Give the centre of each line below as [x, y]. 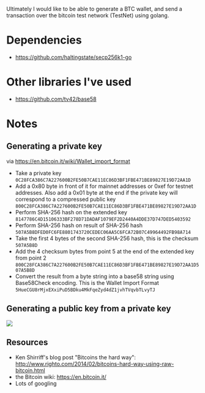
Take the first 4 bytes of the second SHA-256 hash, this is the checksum [107, 238]
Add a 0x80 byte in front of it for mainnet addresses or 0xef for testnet [104, 186]
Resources [27, 342]
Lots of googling [36, 383]
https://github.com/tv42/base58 [56, 99]
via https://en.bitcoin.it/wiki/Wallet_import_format [68, 161]
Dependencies [44, 40]
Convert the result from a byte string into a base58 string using [95, 276]
